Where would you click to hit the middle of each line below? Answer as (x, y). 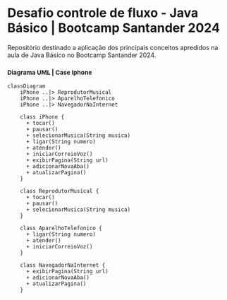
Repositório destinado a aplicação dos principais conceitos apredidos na (113, 47)
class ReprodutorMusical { (60, 191)
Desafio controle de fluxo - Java (103, 13)
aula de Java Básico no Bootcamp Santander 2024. (82, 55)
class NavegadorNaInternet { (63, 265)
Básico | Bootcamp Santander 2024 (114, 28)
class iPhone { (42, 117)
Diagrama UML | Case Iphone (50, 72)
